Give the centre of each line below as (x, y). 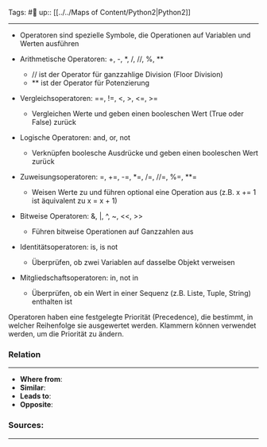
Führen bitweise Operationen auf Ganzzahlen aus (112, 231)
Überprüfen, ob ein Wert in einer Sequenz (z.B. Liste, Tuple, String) (141, 293)
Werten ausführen (49, 43)
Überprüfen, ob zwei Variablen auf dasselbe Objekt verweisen (133, 262)
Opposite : (36, 405)
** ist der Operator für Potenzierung (90, 83)
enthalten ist (52, 301)
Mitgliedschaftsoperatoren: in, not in (79, 278)
